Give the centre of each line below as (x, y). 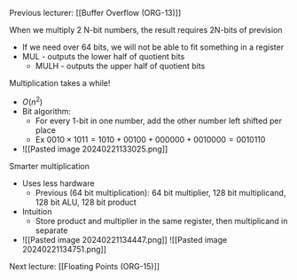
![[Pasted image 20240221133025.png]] (95, 149)
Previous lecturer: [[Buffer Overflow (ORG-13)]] (95, 13)
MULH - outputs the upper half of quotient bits (120, 66)
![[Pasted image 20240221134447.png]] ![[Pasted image (125, 239)
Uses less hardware (58, 183)
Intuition (37, 211)
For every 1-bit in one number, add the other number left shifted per (158, 121)
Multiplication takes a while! (60, 83)
